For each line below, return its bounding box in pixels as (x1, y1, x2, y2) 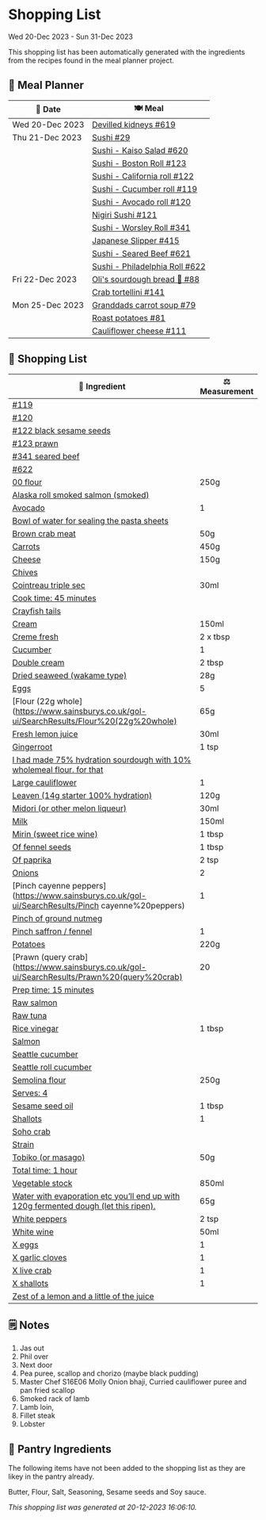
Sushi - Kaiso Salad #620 (92, 144, 188, 155)
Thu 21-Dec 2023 (12, 132, 82, 143)
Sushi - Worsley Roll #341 (92, 222, 191, 233)
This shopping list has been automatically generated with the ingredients (8, 47, 245, 56)
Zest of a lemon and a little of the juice (12, 1291, 154, 1302)
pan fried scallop (19, 1386, 75, 1395)
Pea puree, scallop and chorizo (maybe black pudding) (19, 1368, 199, 1378)
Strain (12, 1138, 34, 1150)
